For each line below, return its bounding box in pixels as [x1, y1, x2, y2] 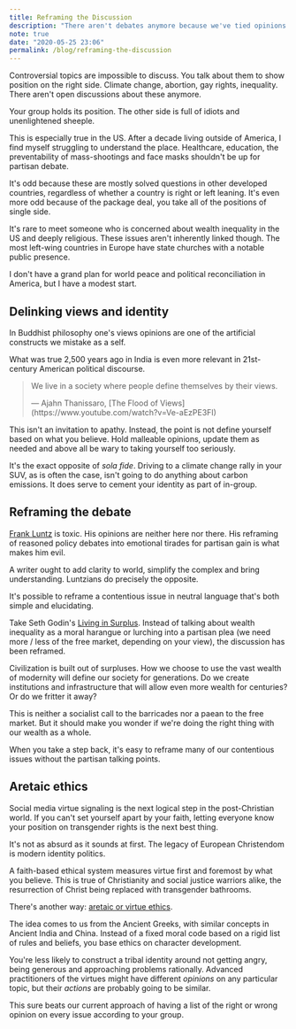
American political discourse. [39, 363, 146, 374]
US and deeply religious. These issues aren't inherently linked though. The [9, 233, 281, 244]
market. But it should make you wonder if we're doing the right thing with [9, 717, 275, 728]
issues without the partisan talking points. [9, 754, 161, 764]
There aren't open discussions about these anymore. [9, 89, 201, 100]
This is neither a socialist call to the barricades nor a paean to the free [9, 708, 264, 718]
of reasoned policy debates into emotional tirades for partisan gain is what [9, 538, 280, 548]
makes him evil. [9, 546, 66, 558]
